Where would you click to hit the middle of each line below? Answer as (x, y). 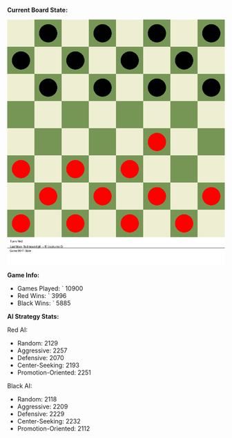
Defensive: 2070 (40, 358)
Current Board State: (37, 10)
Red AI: (17, 330)
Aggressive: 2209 (42, 407)
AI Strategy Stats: (33, 316)
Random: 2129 (38, 343)
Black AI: (20, 386)
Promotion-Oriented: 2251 (54, 372)
